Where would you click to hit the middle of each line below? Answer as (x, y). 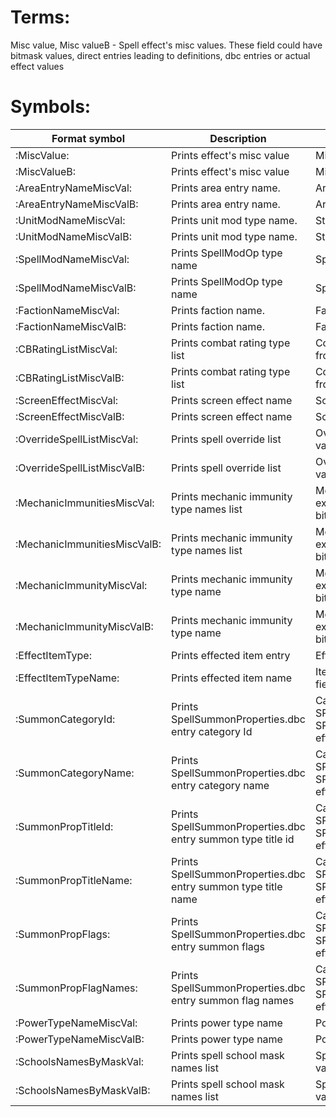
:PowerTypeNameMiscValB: (80, 1039)
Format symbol (88, 138)
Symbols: (51, 107)
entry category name (220, 785)
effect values (37, 66)
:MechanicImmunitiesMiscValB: (88, 544)
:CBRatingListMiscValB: (70, 378)
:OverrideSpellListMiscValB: (80, 468)
